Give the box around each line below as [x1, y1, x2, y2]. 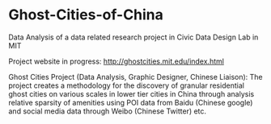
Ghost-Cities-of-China [8, 6, 164, 24]
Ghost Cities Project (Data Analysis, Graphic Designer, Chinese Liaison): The [8, 72, 263, 81]
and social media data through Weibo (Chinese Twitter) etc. [8, 106, 207, 116]
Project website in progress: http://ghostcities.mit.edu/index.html [8, 56, 225, 66]
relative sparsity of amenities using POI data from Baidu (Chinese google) [8, 97, 253, 107]
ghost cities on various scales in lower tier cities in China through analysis [8, 89, 255, 98]
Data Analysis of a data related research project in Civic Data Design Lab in [8, 32, 259, 42]
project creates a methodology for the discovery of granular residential [8, 81, 245, 90]
